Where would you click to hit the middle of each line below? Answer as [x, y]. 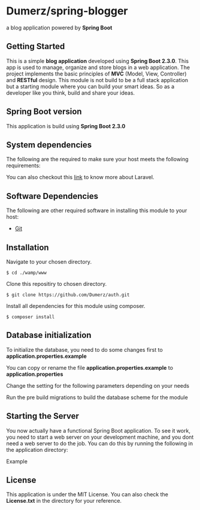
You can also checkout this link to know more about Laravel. [80, 177]
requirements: [23, 165]
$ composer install [31, 317]
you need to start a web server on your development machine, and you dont [100, 437]
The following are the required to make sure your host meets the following [97, 159]
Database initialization [49, 335]
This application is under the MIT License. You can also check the [87, 494]
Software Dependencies [52, 196]
